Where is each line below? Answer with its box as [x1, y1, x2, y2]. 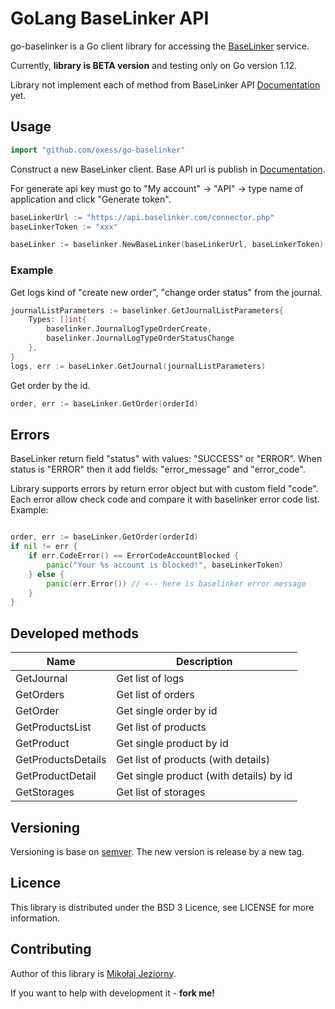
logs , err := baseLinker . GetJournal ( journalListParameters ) [10, 361, 267, 371]
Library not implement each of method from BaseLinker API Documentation [10, 78, 321, 91]
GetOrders [15, 688, 65, 702]
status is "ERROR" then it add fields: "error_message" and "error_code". [10, 463, 306, 476]
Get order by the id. [10, 379, 91, 391]
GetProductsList [15, 720, 92, 734]
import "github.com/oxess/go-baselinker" [10, 145, 186, 155]
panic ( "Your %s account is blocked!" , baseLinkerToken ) [46, 560, 284, 570]
